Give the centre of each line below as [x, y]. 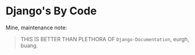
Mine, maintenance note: [36, 27]
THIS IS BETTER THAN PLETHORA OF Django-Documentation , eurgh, [105, 39]
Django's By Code [51, 11]
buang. [29, 45]
